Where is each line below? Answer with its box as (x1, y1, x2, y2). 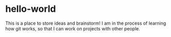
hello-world (5, 3, 56, 15)
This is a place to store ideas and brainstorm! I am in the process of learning (5, 20, 166, 26)
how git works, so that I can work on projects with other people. (5, 25, 140, 31)
